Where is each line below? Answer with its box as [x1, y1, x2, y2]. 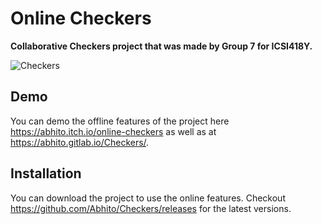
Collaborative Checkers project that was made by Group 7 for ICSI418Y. [10, 40, 313, 52]
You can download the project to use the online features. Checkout [10, 192, 286, 204]
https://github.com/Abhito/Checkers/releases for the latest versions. [10, 202, 292, 214]
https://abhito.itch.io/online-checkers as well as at [10, 125, 217, 137]
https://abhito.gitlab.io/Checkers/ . [10, 136, 150, 148]
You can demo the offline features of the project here [10, 115, 230, 127]
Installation [10, 165, 82, 182]
